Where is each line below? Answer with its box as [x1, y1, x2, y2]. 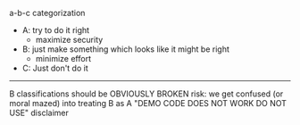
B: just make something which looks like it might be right [21, 44, 229, 54]
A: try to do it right [21, 25, 90, 35]
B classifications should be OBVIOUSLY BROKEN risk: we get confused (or [9, 88, 284, 99]
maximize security [35, 35, 104, 45]
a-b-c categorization [9, 8, 86, 18]
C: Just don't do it [21, 62, 88, 73]
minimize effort [35, 54, 92, 63]
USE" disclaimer [9, 107, 69, 118]
